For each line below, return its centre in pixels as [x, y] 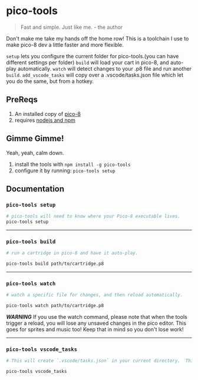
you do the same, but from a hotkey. [50, 81]
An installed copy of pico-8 [48, 114]
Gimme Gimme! [35, 139]
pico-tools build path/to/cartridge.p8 [55, 264]
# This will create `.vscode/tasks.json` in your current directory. [93, 361]
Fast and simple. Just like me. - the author [72, 27]
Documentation [35, 189]
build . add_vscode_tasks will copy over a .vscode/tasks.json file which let [95, 75]
